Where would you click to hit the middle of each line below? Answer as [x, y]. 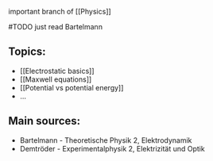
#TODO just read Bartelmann [56, 27]
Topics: [27, 52]
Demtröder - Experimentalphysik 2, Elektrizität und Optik [112, 148]
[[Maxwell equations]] [56, 79]
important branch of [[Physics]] [60, 11]
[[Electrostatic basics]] [57, 71]
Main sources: [45, 121]
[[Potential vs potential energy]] [72, 87]
